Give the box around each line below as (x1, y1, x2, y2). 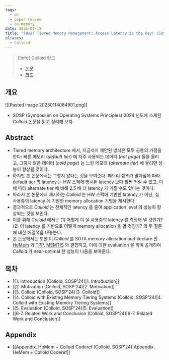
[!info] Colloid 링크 (17, 55, 55, 61)
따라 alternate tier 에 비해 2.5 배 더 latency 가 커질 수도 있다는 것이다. (18, 185, 155, 191)
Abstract (5, 133, 34, 142)
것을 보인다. (26, 211, 49, 217)
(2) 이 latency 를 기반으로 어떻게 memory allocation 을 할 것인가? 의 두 (12, 223, 153, 229)
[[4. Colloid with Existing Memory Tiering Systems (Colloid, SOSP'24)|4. (12, 294, 162, 300)
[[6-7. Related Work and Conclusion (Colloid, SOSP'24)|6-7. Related (12, 311, 152, 317)
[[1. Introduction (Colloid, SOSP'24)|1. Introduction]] (12, 278, 120, 284)
